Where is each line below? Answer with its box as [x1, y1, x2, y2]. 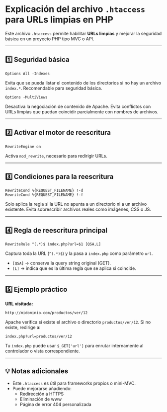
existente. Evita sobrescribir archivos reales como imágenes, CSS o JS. [5, 206, 152, 212]
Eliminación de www [19, 396, 62, 402]
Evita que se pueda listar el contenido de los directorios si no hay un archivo [5, 80, 162, 85]
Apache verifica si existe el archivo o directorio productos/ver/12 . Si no [5, 319, 151, 325]
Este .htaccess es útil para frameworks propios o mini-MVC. [12, 380, 136, 386]
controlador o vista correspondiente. [5, 348, 81, 354]
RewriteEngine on [5, 144, 41, 149]
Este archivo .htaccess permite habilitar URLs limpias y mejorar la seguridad [5, 30, 162, 36]
